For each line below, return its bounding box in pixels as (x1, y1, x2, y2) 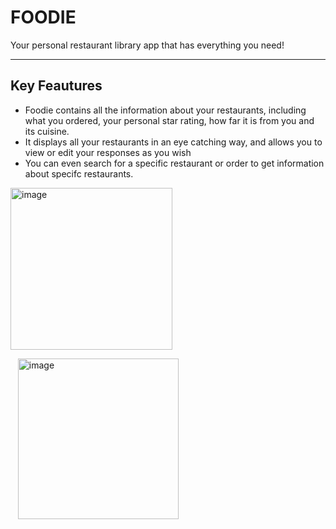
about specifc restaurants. (24, 167, 134, 180)
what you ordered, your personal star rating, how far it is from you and (24, 114, 315, 126)
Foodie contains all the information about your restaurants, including (24, 104, 307, 116)
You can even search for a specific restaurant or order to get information (24, 157, 325, 169)
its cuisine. (24, 125, 70, 137)
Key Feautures (10, 77, 103, 95)
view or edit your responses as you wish (24, 146, 192, 158)
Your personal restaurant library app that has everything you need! (10, 39, 285, 51)
